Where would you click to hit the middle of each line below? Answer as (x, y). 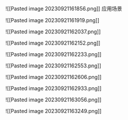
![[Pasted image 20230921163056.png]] (53, 100)
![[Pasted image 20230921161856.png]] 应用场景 (64, 8)
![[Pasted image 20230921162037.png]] (53, 32)
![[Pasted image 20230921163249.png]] (53, 111)
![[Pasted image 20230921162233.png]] (53, 54)
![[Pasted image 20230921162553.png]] (53, 66)
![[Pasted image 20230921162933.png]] (53, 88)
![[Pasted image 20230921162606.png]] (53, 77)
